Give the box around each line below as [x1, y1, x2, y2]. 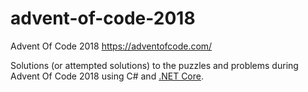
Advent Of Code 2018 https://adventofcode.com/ [10, 40, 213, 52]
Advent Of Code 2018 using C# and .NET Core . [10, 70, 204, 82]
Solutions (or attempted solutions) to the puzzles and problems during [10, 59, 299, 71]
